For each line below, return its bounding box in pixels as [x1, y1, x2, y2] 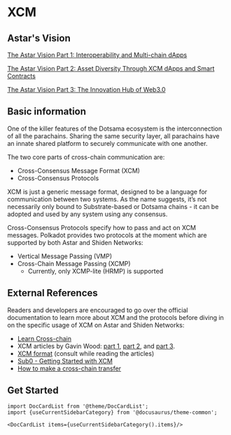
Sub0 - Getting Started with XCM [17, 356, 113, 365]
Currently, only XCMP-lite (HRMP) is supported [27, 267, 164, 275]
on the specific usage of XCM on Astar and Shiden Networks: [7, 321, 185, 329]
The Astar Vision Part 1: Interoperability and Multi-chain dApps [7, 51, 188, 59]
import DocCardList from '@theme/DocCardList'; [7, 403, 149, 410]
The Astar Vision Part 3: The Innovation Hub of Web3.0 [7, 86, 166, 93]
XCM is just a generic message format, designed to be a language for [7, 187, 208, 196]
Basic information [7, 106, 86, 118]
